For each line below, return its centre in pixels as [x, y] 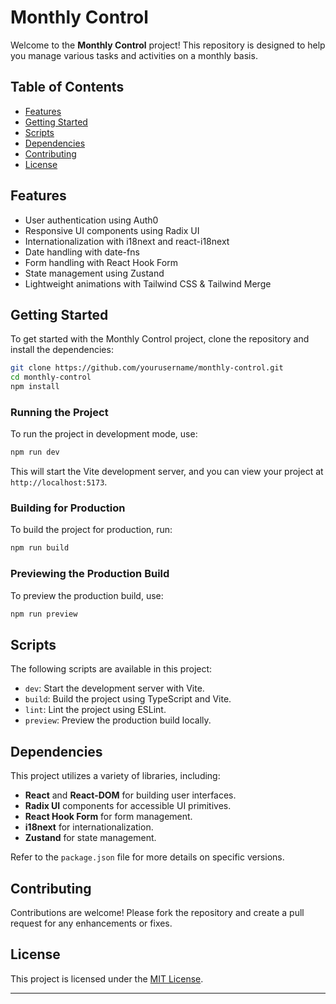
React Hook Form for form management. [108, 817]
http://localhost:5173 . [59, 482]
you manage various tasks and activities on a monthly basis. [134, 55]
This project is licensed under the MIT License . [107, 978]
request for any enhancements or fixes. [91, 923]
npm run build [40, 548]
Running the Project [59, 412]
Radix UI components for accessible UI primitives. [128, 806]
